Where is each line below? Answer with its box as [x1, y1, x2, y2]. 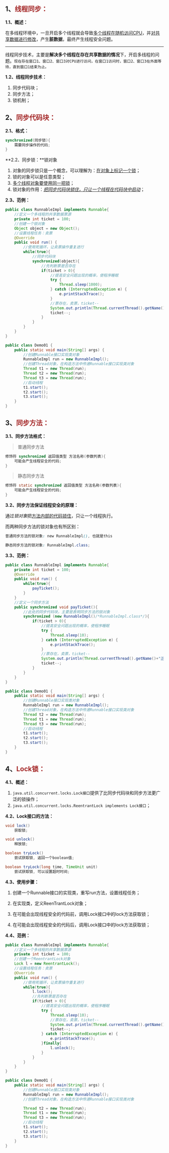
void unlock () [5, 837, 35, 842]
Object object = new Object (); [14, 226, 80, 231]
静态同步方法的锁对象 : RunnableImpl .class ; [5, 542, 91, 548]
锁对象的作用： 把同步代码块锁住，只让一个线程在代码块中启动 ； [12, 186, 145, 192]
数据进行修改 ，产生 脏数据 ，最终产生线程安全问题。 [9, 36, 116, 42]
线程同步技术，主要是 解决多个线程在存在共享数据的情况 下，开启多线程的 [5, 51, 155, 57]
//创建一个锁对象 [14, 221, 45, 226]
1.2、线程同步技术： [5, 74, 47, 80]
